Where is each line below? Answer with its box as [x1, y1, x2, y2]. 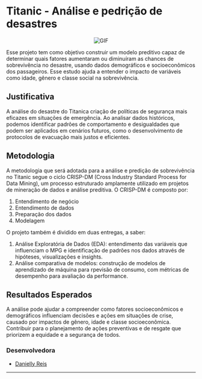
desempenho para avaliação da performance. [14, 272, 128, 280]
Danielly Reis [14, 360, 47, 367]
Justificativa [6, 92, 55, 102]
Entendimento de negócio [14, 198, 79, 205]
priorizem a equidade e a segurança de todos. [6, 331, 121, 339]
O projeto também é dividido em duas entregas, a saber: [6, 228, 146, 236]
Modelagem [14, 217, 45, 224]
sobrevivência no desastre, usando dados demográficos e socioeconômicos [6, 61, 195, 69]
